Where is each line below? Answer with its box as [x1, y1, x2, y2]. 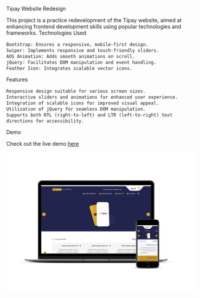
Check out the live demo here [6, 140, 79, 147]
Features [6, 76, 28, 83]
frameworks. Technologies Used [6, 29, 87, 36]
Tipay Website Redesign [6, 5, 66, 12]
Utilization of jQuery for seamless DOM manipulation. [6, 106, 146, 112]
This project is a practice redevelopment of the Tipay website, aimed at [6, 17, 182, 23]
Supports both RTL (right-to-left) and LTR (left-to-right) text [6, 112, 172, 118]
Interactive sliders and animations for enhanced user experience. [6, 94, 178, 100]
